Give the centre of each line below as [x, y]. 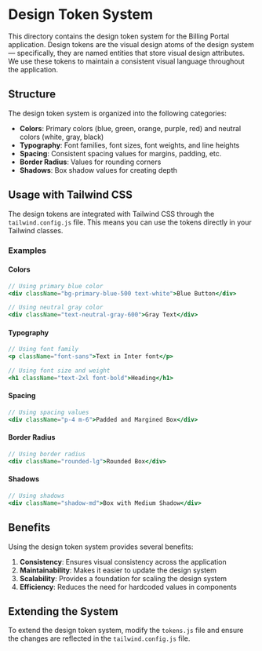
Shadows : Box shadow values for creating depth [98, 170]
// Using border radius [47, 454]
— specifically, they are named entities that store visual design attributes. [127, 53]
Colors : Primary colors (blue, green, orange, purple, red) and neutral [130, 128]
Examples [27, 251]
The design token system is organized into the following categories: [118, 113]
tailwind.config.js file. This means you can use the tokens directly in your [130, 222]
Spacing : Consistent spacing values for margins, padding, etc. [120, 153]
